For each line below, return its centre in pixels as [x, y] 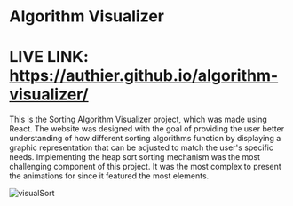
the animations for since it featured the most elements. [109, 176]
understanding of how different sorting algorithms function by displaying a [145, 139]
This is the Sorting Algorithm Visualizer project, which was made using [139, 119]
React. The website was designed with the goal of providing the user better [147, 129]
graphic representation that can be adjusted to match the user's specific [141, 147]
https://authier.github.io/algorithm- [144, 76]
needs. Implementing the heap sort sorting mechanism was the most [135, 157]
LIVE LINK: [49, 57]
